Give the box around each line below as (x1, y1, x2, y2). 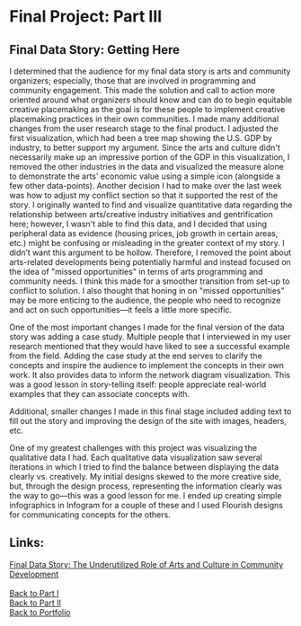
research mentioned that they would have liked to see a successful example (9, 341, 290, 351)
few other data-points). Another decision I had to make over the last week (9, 181, 282, 190)
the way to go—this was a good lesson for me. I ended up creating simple (9, 490, 282, 500)
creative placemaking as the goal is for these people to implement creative (9, 104, 286, 114)
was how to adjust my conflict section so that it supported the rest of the (9, 190, 279, 200)
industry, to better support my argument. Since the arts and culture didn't (9, 142, 281, 153)
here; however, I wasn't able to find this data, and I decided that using (9, 218, 268, 229)
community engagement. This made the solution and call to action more (9, 85, 276, 95)
